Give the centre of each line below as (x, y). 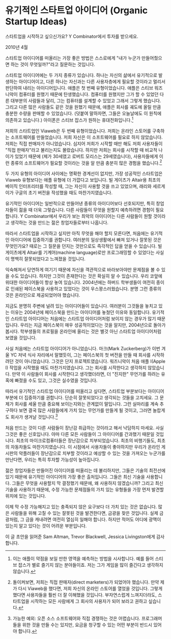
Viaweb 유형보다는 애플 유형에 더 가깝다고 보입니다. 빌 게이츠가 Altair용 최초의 (83, 180)
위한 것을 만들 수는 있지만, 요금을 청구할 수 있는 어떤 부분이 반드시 (87, 625)
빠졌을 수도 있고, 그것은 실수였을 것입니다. (56, 380)
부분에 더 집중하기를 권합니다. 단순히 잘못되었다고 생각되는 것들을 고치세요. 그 (82, 398)
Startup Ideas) (36, 22)
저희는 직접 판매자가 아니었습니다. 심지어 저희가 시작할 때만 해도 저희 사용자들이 (84, 144)
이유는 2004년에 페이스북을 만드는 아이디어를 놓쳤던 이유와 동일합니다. (81, 312)
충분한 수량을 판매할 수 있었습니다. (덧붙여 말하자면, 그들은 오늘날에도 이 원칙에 (83, 113)
